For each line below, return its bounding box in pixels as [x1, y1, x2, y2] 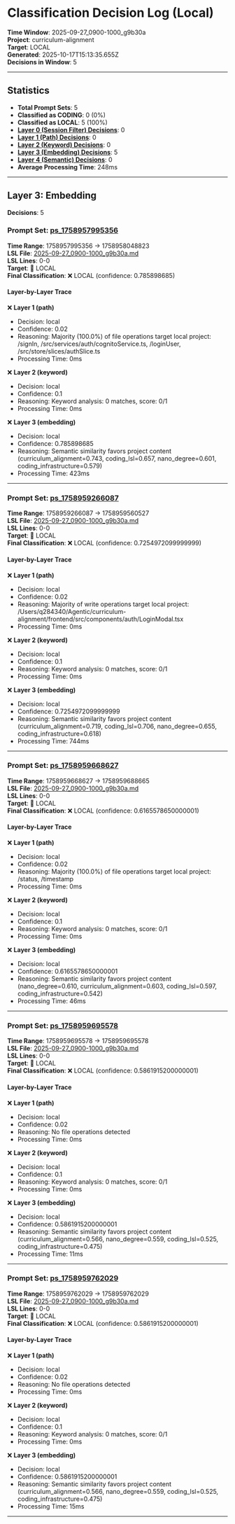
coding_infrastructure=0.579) [17, 462, 103, 470]
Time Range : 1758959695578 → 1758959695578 [7, 1037, 149, 1045]
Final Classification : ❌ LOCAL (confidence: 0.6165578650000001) [7, 806, 199, 815]
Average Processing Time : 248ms [17, 162, 117, 171]
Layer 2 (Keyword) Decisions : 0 [17, 140, 111, 148]
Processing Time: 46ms [17, 997, 86, 1005]
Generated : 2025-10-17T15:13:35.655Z [7, 50, 119, 59]
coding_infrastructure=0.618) [17, 729, 101, 738]
